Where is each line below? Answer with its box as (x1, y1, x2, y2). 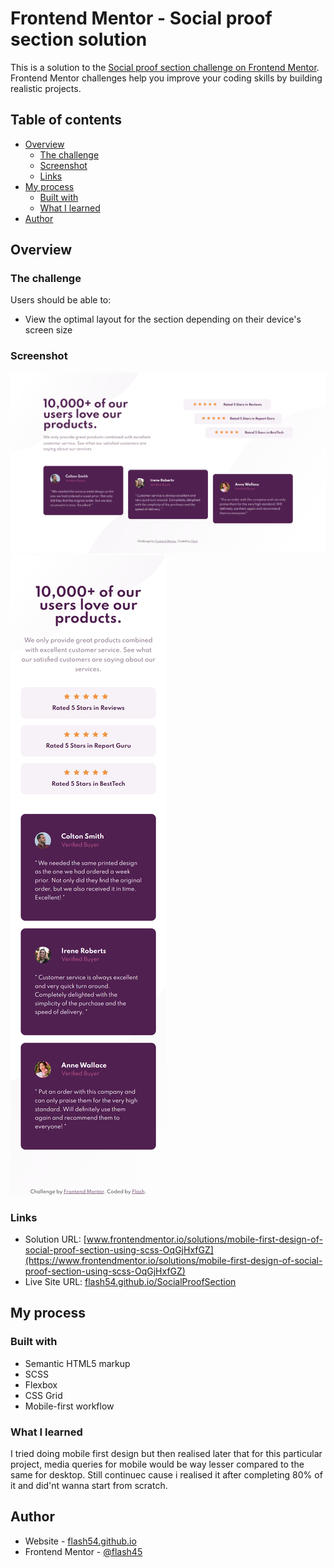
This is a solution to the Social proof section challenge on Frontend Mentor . (10, 61, 320, 73)
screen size (24, 324, 73, 336)
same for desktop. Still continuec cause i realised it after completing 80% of (10, 1468, 323, 1481)
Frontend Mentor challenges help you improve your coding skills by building (10, 72, 323, 84)
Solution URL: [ (24, 1233, 87, 1245)
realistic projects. (10, 82, 82, 94)
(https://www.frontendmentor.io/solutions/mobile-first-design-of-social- (24, 1254, 323, 1266)
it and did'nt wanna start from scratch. (10, 1479, 168, 1491)
